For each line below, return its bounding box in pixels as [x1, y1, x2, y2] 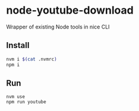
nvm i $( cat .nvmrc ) [6, 56, 58, 62]
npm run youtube [6, 99, 46, 105]
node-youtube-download [6, 4, 134, 17]
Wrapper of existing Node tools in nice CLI [6, 23, 110, 30]
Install [6, 40, 30, 50]
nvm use [6, 94, 26, 100]
